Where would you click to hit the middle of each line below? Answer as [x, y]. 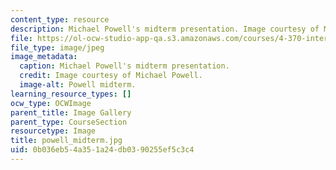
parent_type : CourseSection [69, 122]
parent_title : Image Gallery [71, 112]
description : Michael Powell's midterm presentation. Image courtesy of [165, 29]
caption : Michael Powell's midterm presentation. [124, 66]
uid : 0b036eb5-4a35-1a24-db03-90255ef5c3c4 [102, 150]
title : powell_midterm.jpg [66, 141]
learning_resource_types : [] [71, 94]
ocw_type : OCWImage [51, 103]
